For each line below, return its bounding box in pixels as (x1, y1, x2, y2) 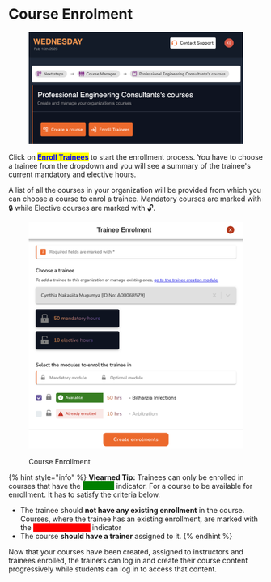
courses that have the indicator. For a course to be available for (8, 481, 253, 491)
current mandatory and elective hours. (8, 169, 137, 179)
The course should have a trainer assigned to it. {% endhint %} (19, 532, 233, 541)
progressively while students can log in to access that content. (8, 564, 217, 574)
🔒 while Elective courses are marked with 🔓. (8, 203, 156, 213)
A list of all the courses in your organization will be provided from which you (8, 186, 261, 195)
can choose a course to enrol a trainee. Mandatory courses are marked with (8, 194, 261, 203)
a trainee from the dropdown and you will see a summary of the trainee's (8, 161, 251, 171)
